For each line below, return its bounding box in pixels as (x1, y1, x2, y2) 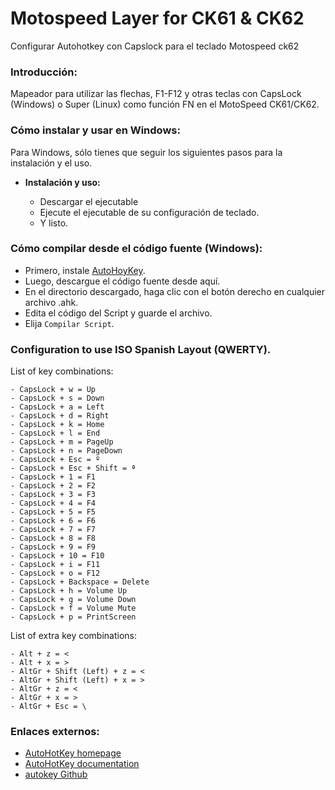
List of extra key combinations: (10, 630, 138, 642)
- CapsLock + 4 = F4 (10, 498, 97, 509)
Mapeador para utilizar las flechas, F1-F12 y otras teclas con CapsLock (10, 88, 302, 100)
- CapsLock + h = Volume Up (10, 586, 128, 596)
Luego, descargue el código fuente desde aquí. (24, 275, 221, 287)
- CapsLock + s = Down (10, 393, 105, 404)
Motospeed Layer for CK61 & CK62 (10, 7, 305, 30)
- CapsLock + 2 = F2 (10, 481, 97, 491)
